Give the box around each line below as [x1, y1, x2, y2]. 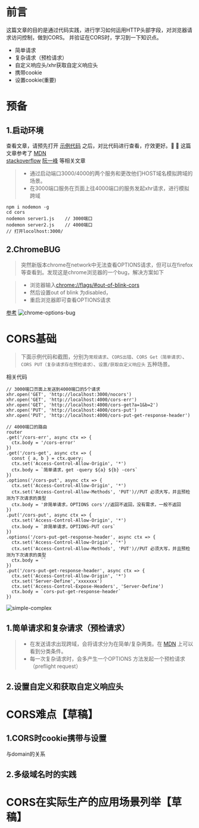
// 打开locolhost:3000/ [6, 228, 64, 234]
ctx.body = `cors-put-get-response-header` [11, 588, 121, 594]
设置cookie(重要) [14, 76, 57, 84]
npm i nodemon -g [6, 204, 49, 210]
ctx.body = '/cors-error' [11, 440, 76, 446]
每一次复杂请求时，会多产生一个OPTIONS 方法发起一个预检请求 [29, 655, 186, 662]
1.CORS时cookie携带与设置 [6, 733, 107, 744]
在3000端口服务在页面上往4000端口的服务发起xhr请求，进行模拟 [29, 185, 189, 192]
